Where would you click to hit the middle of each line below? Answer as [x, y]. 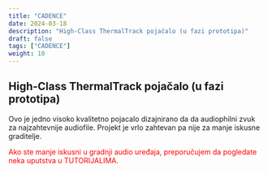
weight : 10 [27, 54]
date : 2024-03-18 [38, 24]
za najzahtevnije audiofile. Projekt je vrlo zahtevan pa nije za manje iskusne [134, 128]
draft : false [30, 39]
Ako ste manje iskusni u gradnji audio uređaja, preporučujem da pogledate [133, 152]
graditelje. [25, 136]
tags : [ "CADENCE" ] [39, 46]
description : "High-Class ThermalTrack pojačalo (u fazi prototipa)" [129, 31]
